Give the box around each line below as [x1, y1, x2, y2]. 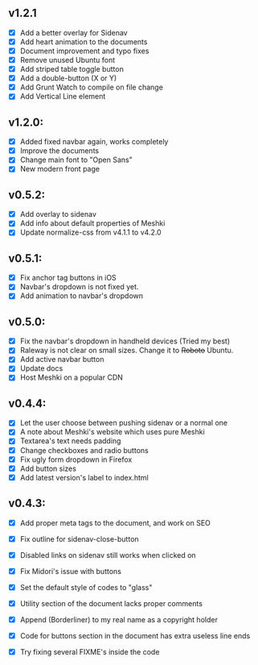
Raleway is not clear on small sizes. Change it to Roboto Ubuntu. [19, 346, 234, 355]
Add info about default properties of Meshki [19, 218, 166, 228]
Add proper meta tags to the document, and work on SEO [19, 517, 211, 527]
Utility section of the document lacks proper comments [19, 598, 203, 608]
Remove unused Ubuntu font [19, 56, 116, 64]
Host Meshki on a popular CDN [19, 372, 123, 382]
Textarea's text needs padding [19, 436, 121, 446]
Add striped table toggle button [19, 64, 125, 74]
